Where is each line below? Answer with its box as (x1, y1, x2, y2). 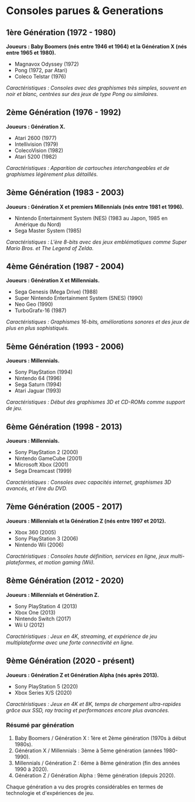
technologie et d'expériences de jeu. (6, 789, 95, 796)
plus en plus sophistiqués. (6, 325, 69, 332)
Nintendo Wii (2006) (14, 541, 64, 548)
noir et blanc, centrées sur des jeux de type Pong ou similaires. (6, 91, 159, 97)
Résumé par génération (6, 721, 74, 729)
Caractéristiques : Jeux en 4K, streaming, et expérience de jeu (6, 633, 158, 640)
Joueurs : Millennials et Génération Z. (6, 591, 100, 598)
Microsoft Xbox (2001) (14, 461, 69, 468)
